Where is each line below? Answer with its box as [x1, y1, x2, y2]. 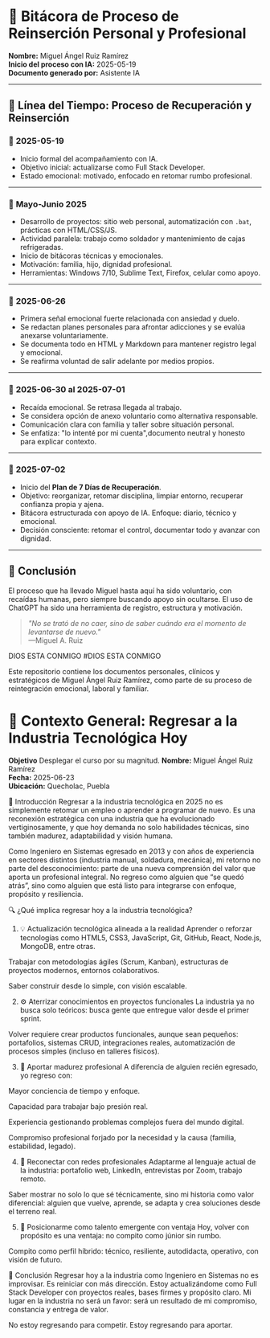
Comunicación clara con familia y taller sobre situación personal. [19, 419, 235, 429]
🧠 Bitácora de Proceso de [8, 7, 179, 26]
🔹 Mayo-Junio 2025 [8, 198, 87, 210]
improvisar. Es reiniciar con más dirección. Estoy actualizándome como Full [8, 1279, 257, 1288]
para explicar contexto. [19, 436, 97, 446]
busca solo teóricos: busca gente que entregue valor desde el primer [19, 1005, 249, 1015]
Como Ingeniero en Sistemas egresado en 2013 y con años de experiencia [8, 846, 255, 856]
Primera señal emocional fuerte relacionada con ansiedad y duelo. [19, 313, 239, 324]
